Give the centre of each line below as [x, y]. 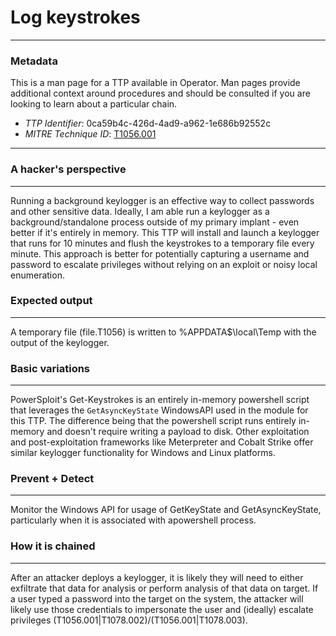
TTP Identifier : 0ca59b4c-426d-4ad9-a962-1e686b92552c [148, 123]
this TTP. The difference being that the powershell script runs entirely [153, 421]
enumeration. [37, 275]
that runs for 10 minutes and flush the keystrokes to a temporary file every [162, 243]
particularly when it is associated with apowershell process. [133, 520]
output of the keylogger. [60, 342]
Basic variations [50, 368]
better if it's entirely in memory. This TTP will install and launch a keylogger [165, 232]
